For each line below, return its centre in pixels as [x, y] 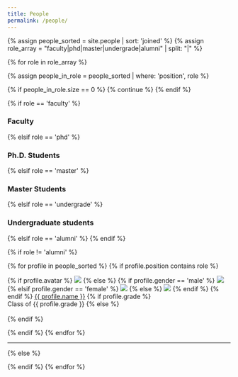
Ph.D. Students [34, 155]
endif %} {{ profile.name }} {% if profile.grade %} [79, 296]
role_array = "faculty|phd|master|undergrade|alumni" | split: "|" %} [105, 48]
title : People [28, 14]
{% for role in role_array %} [47, 62]
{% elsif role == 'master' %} [48, 171]
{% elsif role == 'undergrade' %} [55, 204]
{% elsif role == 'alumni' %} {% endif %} [67, 238]
